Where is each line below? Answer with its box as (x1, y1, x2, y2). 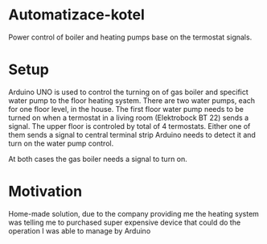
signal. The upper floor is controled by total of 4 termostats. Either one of (8, 121, 251, 130)
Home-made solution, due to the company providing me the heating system (8, 209, 260, 218)
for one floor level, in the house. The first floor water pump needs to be (8, 104, 244, 114)
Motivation (8, 183, 83, 201)
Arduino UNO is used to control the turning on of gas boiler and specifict (8, 87, 249, 97)
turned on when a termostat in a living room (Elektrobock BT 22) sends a (8, 113, 249, 122)
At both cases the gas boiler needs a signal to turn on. (8, 154, 187, 163)
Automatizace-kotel (8, 6, 145, 24)
